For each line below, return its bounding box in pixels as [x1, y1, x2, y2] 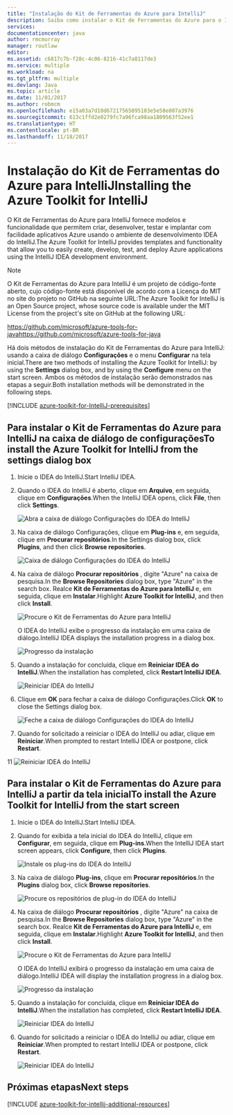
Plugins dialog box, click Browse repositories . [17, 880, 150, 889]
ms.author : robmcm [7, 101, 60, 108]
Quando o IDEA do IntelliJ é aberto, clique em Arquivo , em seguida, [17, 487, 212, 494]
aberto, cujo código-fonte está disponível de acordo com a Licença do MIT [7, 287, 221, 296]
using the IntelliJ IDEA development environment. [7, 253, 148, 261]
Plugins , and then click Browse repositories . [17, 543, 146, 551]
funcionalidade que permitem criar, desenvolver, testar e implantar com [7, 223, 212, 232]
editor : [7, 49, 30, 56]
